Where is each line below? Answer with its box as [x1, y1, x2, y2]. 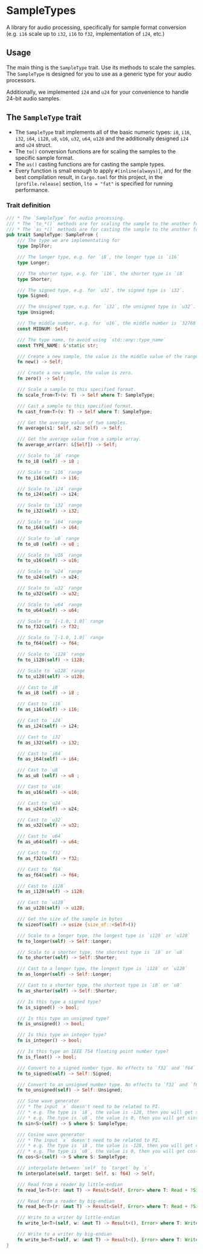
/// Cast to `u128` [17, 899, 66, 905]
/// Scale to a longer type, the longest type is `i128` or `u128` [17, 933, 190, 939]
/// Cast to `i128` [17, 883, 66, 889]
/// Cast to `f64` [17, 866, 63, 872]
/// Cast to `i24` [17, 718, 63, 724]
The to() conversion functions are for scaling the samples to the [14, 148, 176, 155]
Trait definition [6, 201, 51, 209]
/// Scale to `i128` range [17, 651, 85, 657]
